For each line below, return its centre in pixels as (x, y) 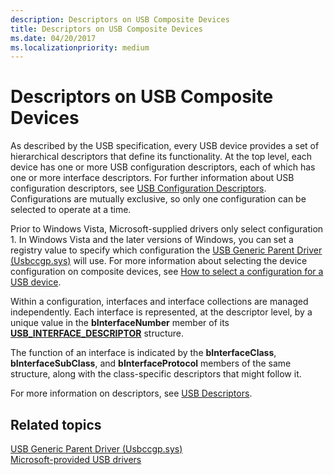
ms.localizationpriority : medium (80, 47)
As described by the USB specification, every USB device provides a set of (165, 146)
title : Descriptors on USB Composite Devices (106, 29)
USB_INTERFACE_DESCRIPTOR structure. (97, 333)
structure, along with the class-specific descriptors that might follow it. (156, 374)
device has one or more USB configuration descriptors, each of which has (163, 167)
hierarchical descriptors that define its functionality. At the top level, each (161, 157)
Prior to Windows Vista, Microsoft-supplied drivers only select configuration (167, 229)
